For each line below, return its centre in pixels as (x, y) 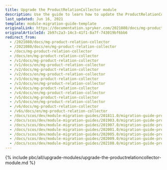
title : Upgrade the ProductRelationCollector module (61, 10)
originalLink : (20, 28)
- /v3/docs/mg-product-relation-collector (54, 79)
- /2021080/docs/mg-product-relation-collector (60, 42)
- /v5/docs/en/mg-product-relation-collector (58, 102)
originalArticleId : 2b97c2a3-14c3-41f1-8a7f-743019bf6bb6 (66, 33)
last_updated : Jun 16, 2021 (34, 19)
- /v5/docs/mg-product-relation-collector (54, 97)
